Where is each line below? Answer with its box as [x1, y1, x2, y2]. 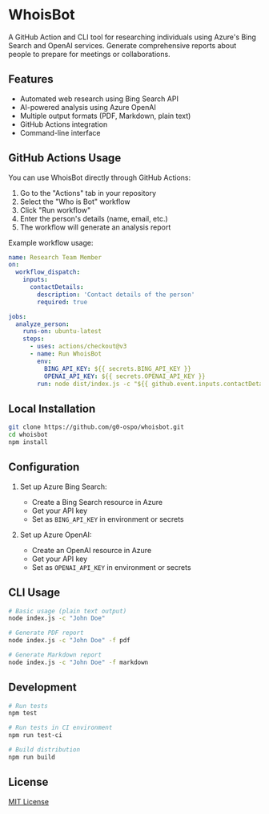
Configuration [8, 460, 80, 474]
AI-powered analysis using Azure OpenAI [19, 102, 156, 112]
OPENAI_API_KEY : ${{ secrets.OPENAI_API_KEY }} [43, 372, 206, 381]
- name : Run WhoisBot [29, 350, 102, 358]
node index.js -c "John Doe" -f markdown [8, 658, 149, 666]
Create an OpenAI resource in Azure [31, 545, 152, 555]
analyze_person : [15, 319, 70, 328]
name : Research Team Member [8, 253, 102, 262]
